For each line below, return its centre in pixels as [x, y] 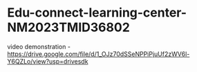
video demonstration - [39, 46]
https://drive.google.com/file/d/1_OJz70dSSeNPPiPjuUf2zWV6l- [98, 54]
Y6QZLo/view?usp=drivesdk [48, 61]
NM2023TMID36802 [68, 27]
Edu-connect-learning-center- [97, 13]
